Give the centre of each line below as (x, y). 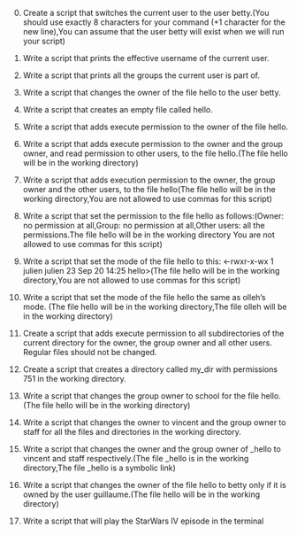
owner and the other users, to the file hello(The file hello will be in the (149, 189)
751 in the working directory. (74, 379)
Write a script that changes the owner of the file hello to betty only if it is (154, 485)
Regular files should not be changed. (90, 352)
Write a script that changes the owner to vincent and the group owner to (154, 423)
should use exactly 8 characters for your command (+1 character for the (154, 22)
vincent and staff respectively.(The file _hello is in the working (136, 458)
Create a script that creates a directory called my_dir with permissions (150, 369)
